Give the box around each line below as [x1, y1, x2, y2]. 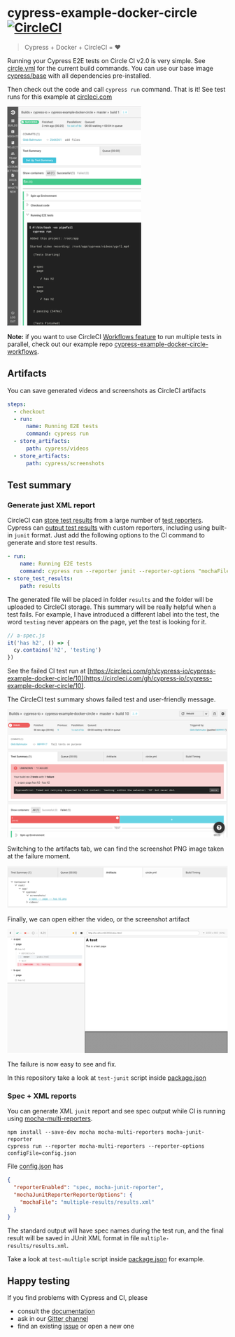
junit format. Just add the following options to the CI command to [13, 531, 205, 540]
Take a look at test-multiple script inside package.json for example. [7, 1254, 205, 1263]
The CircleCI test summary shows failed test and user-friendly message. [7, 695, 216, 704]
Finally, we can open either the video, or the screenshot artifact [7, 914, 190, 923]
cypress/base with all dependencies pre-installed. [7, 71, 152, 80]
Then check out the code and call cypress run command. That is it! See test [7, 85, 226, 93]
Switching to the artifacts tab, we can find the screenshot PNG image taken [7, 844, 225, 853]
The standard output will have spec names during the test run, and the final [7, 1226, 224, 1235]
